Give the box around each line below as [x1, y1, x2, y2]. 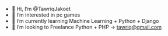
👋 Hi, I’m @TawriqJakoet [11, 6, 71, 12]
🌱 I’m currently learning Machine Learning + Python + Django [11, 18, 159, 24]
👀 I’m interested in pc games [11, 11, 80, 18]
